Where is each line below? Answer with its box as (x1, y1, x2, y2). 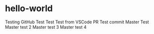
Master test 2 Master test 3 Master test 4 (5, 24, 87, 30)
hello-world (5, 3, 53, 14)
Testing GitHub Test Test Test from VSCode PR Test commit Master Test (5, 19, 149, 25)
